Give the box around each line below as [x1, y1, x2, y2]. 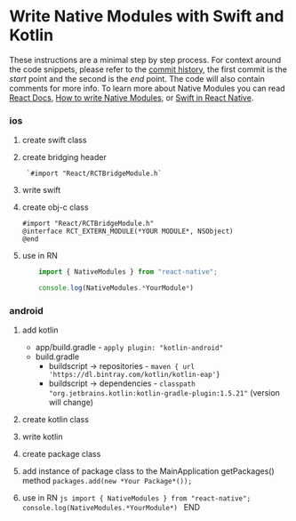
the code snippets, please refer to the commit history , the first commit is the [9, 64, 287, 75]
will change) [48, 397, 94, 408]
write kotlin [21, 431, 63, 442]
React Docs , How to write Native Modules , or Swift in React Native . [9, 92, 254, 103]
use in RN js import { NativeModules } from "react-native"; [21, 493, 252, 503]
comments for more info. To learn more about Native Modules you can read [9, 83, 286, 93]
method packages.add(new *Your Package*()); [21, 476, 193, 486]
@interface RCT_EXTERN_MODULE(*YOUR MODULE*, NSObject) [21, 227, 234, 236]
